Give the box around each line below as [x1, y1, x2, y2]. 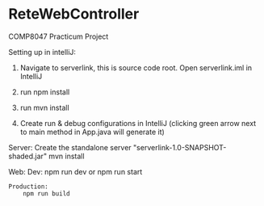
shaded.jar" [8, 151, 47, 161]
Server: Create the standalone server [8, 142, 132, 152]
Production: [8, 183, 48, 191]
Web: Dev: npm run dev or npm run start [8, 166, 143, 176]
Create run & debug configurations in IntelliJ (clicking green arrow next [19, 118, 257, 128]
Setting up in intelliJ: [8, 47, 77, 57]
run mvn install [19, 103, 70, 112]
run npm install [19, 86, 70, 97]
